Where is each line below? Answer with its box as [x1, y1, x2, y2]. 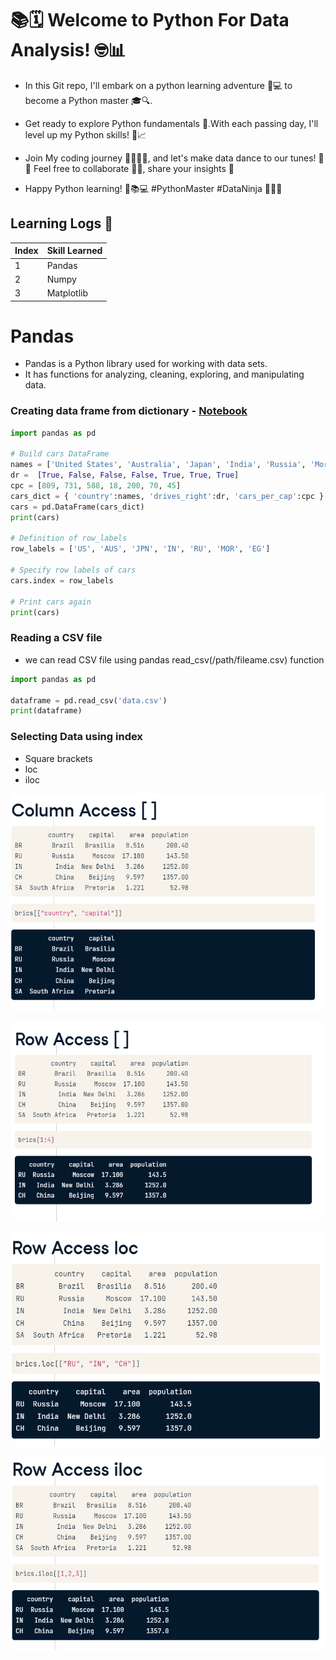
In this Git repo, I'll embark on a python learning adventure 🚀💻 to [24, 79, 293, 91]
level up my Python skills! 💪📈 [24, 128, 147, 141]
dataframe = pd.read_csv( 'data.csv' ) [10, 695, 168, 706]
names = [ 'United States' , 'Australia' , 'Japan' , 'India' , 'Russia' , [10, 460, 307, 470]
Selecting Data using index [10, 730, 143, 744]
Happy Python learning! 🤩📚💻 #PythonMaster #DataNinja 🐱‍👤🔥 [24, 182, 283, 194]
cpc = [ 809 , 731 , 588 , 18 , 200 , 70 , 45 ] [10, 481, 182, 491]
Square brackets [24, 752, 93, 764]
